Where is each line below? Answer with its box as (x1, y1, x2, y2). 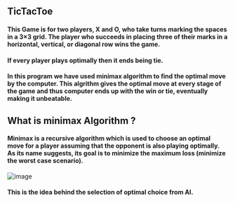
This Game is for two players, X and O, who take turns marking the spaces (7, 24, 227, 34)
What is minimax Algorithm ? (7, 115, 136, 127)
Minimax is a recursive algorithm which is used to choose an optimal (7, 134, 211, 143)
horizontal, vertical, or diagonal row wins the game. (7, 40, 161, 48)
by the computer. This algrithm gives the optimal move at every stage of (7, 80, 222, 88)
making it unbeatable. (7, 94, 72, 103)
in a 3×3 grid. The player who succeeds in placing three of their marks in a (7, 32, 228, 41)
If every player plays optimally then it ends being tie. (7, 56, 163, 64)
